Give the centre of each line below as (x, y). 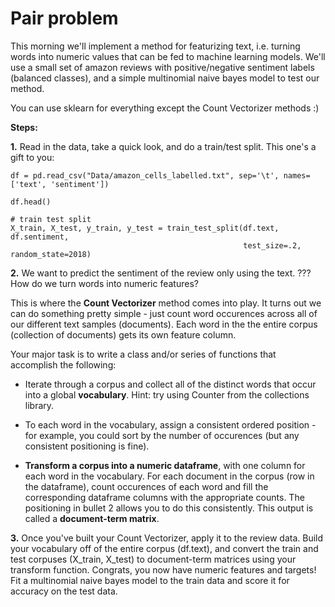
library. (39, 405)
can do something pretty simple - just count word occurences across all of (164, 313)
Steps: (24, 127)
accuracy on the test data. (64, 591)
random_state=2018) (51, 254)
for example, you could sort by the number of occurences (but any (162, 435)
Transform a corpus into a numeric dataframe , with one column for (165, 465)
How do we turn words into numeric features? (104, 283)
